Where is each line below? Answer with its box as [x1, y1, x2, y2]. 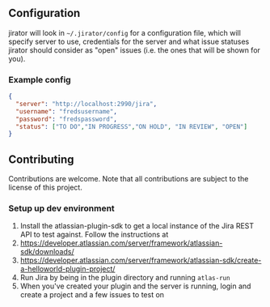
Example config [8, 74, 71, 85]
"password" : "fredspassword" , [15, 115, 117, 123]
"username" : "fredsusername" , [15, 107, 117, 116]
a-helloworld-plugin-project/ [19, 264, 116, 274]
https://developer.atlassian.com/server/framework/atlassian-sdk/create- [19, 255, 262, 266]
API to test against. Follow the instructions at [19, 230, 169, 240]
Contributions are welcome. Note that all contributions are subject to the [8, 174, 249, 184]
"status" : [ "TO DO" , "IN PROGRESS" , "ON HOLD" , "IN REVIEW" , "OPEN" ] [15, 122, 248, 130]
